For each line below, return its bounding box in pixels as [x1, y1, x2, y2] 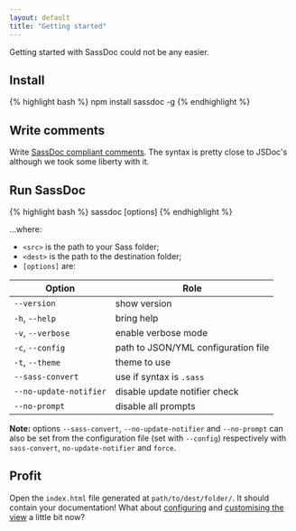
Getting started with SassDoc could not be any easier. [9, 46, 209, 57]
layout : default [9, 13, 70, 23]
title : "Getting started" [9, 22, 106, 31]
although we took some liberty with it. [9, 156, 150, 167]
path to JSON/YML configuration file [115, 340, 270, 353]
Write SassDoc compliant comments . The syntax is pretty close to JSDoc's [9, 146, 288, 158]
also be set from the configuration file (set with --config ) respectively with [9, 433, 287, 443]
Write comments [9, 123, 106, 138]
